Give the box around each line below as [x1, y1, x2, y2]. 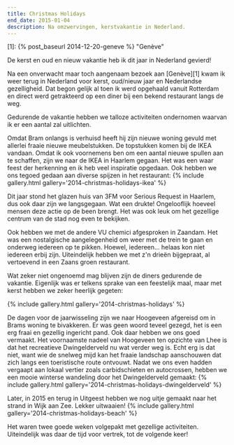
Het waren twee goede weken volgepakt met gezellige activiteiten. [7, 423, 199, 431]
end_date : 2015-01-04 [7, 17, 71, 24]
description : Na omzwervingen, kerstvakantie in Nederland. [7, 23, 187, 30]
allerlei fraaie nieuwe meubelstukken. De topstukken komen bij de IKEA [7, 142, 212, 150]
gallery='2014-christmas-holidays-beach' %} [7, 409, 138, 418]
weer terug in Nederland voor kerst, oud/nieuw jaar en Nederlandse [7, 77, 203, 85]
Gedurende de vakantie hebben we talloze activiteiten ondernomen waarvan [7, 113, 227, 121]
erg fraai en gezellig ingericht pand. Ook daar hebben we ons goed [7, 329, 200, 337]
